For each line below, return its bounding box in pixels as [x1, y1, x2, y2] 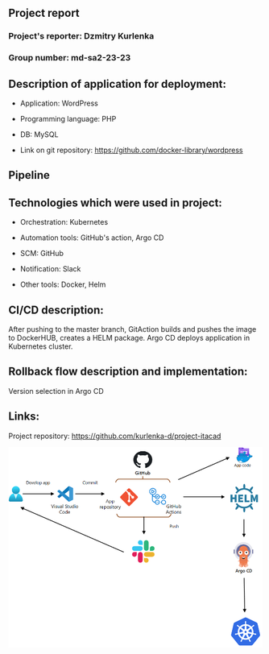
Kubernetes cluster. [8, 341, 73, 351]
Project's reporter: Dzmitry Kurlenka [8, 31, 155, 42]
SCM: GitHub [19, 249, 64, 259]
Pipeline [8, 168, 51, 182]
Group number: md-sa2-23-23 [8, 52, 131, 64]
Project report [8, 6, 81, 20]
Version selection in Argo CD [8, 386, 104, 395]
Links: [8, 410, 40, 424]
